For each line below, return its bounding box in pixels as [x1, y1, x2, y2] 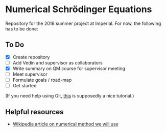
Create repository [12, 54, 50, 60]
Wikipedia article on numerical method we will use [12, 121, 118, 127]
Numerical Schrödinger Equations [5, 4, 152, 15]
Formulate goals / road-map [12, 77, 72, 83]
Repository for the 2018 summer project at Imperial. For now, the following [5, 20, 161, 26]
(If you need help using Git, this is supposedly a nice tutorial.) [5, 93, 134, 99]
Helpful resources [5, 108, 64, 116]
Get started [12, 83, 37, 89]
